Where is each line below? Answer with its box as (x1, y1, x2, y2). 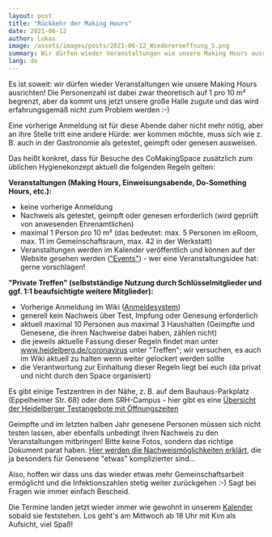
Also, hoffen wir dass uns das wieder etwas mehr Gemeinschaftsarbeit (8, 469, 244, 479)
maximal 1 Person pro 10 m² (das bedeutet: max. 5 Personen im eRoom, (19, 227, 259, 237)
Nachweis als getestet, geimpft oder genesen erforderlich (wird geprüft (19, 210, 259, 220)
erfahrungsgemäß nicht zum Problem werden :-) (8, 104, 170, 114)
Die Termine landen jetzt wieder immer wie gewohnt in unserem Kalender (8, 502, 253, 512)
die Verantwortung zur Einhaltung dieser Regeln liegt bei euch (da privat (19, 362, 261, 372)
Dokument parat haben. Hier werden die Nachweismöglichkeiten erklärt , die (8, 445, 261, 455)
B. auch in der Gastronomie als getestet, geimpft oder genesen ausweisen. (8, 137, 257, 147)
